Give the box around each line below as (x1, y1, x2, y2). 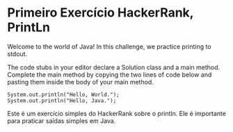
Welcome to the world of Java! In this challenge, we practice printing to (7, 42, 211, 50)
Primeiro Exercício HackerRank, (7, 5, 194, 21)
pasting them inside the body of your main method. (7, 77, 154, 86)
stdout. (7, 50, 28, 58)
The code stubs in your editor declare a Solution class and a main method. (7, 63, 220, 71)
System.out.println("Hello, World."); (7, 91, 120, 98)
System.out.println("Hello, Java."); (7, 97, 117, 104)
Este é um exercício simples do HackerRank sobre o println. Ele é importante (7, 109, 226, 117)
